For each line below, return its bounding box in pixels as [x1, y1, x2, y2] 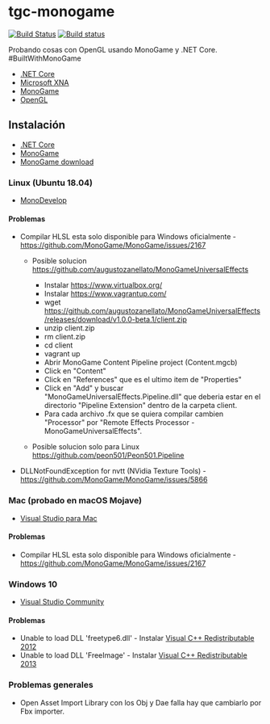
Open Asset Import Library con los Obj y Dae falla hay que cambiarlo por [19, 697, 262, 707]
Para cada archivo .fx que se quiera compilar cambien [44, 409, 224, 419]
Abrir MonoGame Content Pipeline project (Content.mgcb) [44, 358, 238, 368]
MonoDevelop [19, 196, 67, 205]
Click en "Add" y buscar [44, 383, 124, 394]
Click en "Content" [44, 366, 106, 376]
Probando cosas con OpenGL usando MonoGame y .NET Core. [8, 44, 218, 54]
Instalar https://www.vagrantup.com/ [44, 289, 167, 299]
